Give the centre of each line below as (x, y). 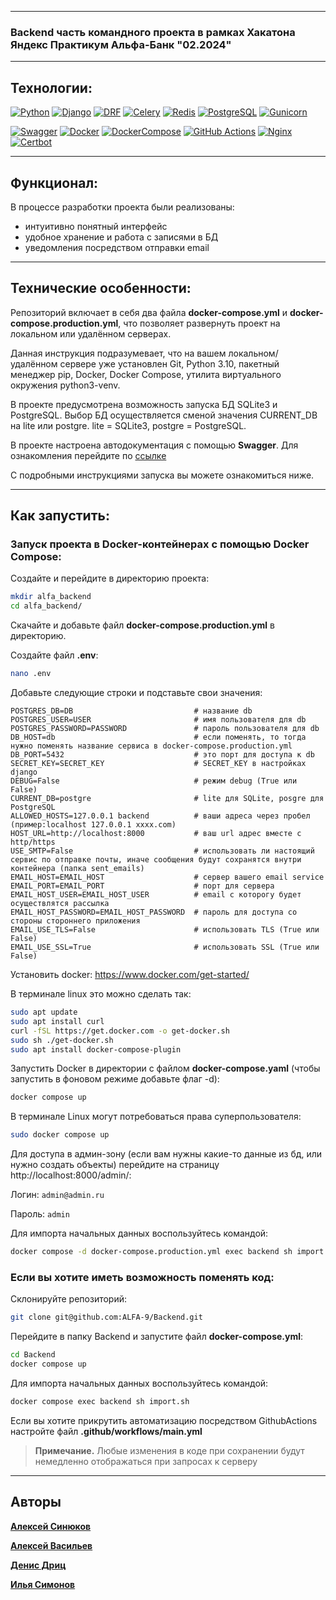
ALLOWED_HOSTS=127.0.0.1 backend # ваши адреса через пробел (160, 816)
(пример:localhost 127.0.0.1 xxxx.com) (93, 825)
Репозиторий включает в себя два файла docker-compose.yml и (149, 312)
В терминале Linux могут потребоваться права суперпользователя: (156, 1117)
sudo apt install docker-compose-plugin (96, 1049)
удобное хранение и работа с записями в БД (121, 237)
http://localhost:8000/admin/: (71, 1175)
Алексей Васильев (51, 1545)
